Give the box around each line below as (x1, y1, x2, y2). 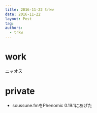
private (5, 85, 35, 97)
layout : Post (5, 16, 32, 21)
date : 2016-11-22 (5, 12, 41, 17)
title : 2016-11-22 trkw (5, 7, 54, 12)
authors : (5, 26, 23, 30)
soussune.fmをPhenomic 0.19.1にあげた (12, 102, 93, 108)
